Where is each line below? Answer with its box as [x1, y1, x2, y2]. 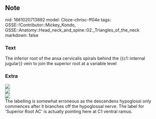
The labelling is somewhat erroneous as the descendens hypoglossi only [5, 98, 152, 104]
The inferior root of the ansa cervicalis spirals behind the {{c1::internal [5, 55, 145, 61]
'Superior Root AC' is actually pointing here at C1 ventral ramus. [5, 109, 133, 115]
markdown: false [5, 32, 39, 38]
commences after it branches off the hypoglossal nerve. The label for [5, 103, 145, 109]
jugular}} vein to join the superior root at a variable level [5, 61, 117, 67]
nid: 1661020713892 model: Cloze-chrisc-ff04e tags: [5, 17, 111, 22]
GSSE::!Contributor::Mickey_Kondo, [5, 22, 76, 28]
